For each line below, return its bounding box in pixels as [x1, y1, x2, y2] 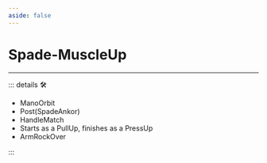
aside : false [8, 11, 52, 20]
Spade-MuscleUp [8, 45, 127, 63]
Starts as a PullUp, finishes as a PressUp [19, 123, 153, 133]
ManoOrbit [19, 98, 56, 108]
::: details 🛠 [8, 80, 48, 89]
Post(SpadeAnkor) [19, 106, 81, 116]
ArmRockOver [19, 131, 66, 141]
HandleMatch [19, 115, 64, 124]
